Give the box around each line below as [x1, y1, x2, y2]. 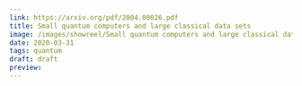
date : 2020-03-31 [9, 38, 75, 47]
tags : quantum [9, 47, 63, 56]
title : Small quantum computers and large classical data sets [9, 21, 252, 30]
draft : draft [9, 55, 58, 64]
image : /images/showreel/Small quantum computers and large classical [9, 30, 280, 39]
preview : [9, 64, 42, 73]
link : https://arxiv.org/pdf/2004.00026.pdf [9, 13, 179, 22]
